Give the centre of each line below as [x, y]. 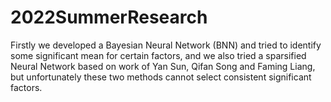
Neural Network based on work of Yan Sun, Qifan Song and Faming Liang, [163, 66]
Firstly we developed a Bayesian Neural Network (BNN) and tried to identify [166, 45]
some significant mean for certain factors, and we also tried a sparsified [158, 55]
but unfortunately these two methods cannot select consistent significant [161, 77]
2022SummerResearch [109, 17]
